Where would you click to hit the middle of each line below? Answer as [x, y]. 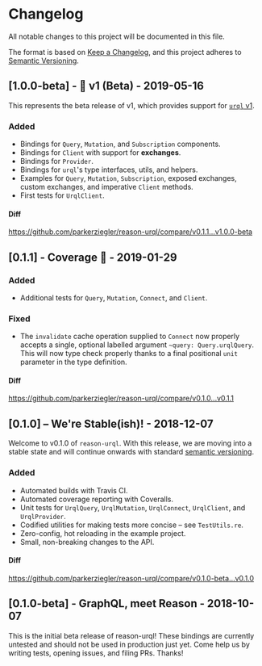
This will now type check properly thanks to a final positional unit [129, 354]
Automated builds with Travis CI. [74, 490]
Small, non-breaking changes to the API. [87, 542]
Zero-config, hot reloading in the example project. [103, 533]
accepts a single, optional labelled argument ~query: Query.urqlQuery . [137, 345]
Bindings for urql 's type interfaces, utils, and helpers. [109, 170]
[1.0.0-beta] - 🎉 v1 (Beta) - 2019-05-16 [106, 86]
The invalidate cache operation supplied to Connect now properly [130, 337]
